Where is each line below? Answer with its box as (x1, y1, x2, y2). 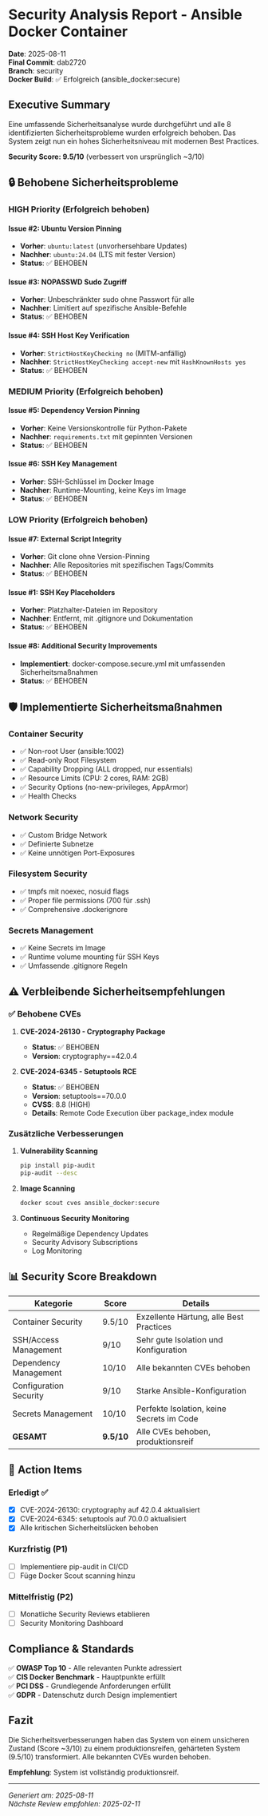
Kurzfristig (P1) (8, 1544, 68, 1555)
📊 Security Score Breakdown (8, 1270, 157, 1283)
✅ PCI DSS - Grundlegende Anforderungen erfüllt (8, 1681, 171, 1691)
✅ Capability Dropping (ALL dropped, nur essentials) (19, 764, 193, 774)
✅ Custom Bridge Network (19, 830, 108, 839)
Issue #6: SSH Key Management (8, 459, 117, 469)
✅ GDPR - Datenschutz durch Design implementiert (8, 1691, 178, 1700)
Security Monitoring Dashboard (19, 1619, 124, 1628)
